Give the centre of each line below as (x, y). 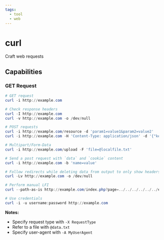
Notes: (12, 212)
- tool (16, 14)
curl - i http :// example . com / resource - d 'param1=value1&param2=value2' (79, 132)
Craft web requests (24, 56)
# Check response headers (31, 109)
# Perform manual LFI (27, 185)
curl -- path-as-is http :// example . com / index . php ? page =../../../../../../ (82, 190)
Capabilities (24, 72)
